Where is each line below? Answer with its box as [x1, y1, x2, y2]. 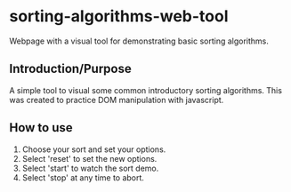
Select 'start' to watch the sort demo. [21, 163, 159, 173]
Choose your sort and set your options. [21, 144, 166, 155]
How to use [9, 120, 73, 135]
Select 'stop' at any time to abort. [21, 172, 145, 183]
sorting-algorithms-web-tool [9, 6, 229, 27]
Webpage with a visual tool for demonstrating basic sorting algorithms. [9, 36, 269, 46]
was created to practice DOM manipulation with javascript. [9, 94, 224, 105]
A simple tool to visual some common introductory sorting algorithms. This [9, 84, 283, 95]
